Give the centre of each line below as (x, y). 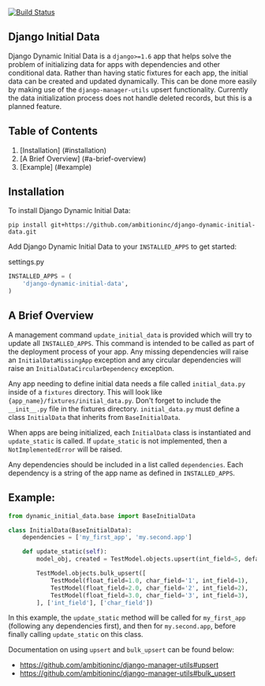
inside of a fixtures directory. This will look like (86, 392)
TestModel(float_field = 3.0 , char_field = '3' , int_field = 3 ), (149, 595)
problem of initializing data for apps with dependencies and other (114, 64)
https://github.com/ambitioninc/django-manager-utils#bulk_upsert (127, 673)
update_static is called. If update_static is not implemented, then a (118, 440)
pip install (28, 225)
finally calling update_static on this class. (76, 635)
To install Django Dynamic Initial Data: (69, 211)
